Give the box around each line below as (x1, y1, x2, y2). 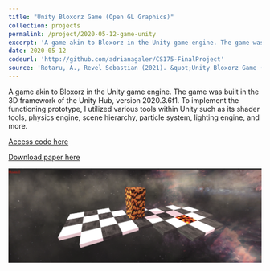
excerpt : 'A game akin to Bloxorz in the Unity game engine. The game (8, 39, 250, 47)
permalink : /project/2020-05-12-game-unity (8, 30, 157, 38)
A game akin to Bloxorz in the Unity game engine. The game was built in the (8, 87, 260, 96)
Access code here (8, 137, 69, 146)
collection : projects (8, 21, 81, 30)
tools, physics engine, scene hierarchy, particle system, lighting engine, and (8, 113, 260, 122)
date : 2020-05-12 (8, 47, 67, 55)
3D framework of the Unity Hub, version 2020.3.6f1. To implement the (8, 95, 239, 105)
